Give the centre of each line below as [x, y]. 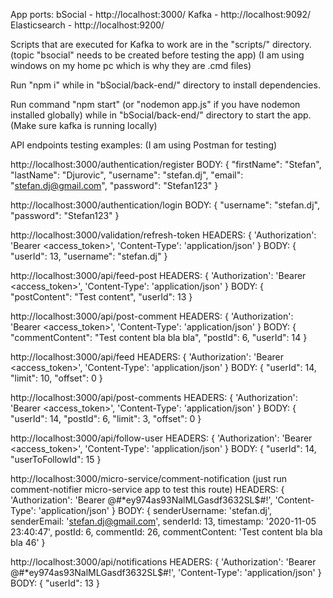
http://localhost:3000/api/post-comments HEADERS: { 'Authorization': [154, 397]
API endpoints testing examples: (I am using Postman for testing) [144, 145]
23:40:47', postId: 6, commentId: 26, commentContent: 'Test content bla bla [166, 532]
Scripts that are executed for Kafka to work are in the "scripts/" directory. [161, 44]
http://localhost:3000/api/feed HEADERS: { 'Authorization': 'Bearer [147, 357]
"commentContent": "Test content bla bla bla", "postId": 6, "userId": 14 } [159, 337]
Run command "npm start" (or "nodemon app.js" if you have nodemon [155, 104]
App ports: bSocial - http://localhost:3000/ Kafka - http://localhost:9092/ [161, 14]
